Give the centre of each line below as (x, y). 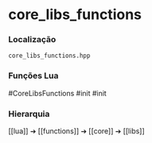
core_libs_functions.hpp (49, 56)
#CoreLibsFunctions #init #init (58, 93)
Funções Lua (33, 75)
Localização (32, 40)
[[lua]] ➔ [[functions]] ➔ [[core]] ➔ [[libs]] (76, 131)
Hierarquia (29, 114)
